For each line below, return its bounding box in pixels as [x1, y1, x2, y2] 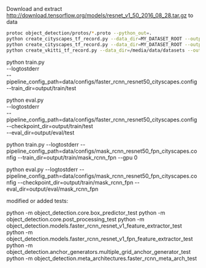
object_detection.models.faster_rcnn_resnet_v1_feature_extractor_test [6, 222, 182, 229]
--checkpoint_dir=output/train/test [6, 122, 93, 129]
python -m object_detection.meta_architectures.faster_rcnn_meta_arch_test [6, 255, 197, 262]
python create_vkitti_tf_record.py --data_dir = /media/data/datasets [6, 47, 185, 53]
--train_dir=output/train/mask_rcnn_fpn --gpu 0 [17, 153, 138, 161]
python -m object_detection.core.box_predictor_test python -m [6, 209, 166, 216]
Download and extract [6, 6, 63, 12]
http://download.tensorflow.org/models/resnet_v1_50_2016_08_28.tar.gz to [6, 12, 194, 19]
